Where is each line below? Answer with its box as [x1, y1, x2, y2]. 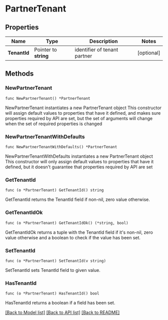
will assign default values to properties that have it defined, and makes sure [5, 110, 161, 116]
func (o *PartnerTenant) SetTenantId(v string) [5, 258, 106, 263]
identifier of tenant [74, 46, 118, 53]
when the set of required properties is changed [5, 121, 102, 127]
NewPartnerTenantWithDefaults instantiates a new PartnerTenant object [5, 153, 153, 159]
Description [89, 38, 118, 45]
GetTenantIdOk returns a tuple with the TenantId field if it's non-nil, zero [5, 229, 153, 235]
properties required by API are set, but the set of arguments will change [5, 115, 153, 121]
